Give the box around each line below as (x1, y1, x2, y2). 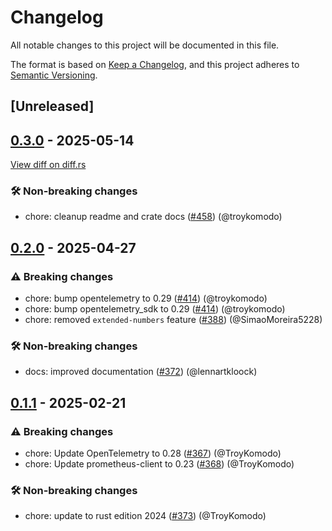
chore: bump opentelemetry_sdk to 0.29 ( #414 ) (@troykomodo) (24, 303, 286, 315)
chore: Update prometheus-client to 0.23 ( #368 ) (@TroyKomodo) (24, 458, 295, 470)
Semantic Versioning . (10, 69, 98, 81)
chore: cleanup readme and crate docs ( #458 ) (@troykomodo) (24, 211, 283, 223)
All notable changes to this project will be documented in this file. (10, 39, 280, 51)
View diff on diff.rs (10, 159, 87, 171)
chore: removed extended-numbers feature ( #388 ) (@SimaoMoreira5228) (24, 314, 323, 326)
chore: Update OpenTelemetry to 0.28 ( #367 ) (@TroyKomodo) (24, 447, 282, 460)
